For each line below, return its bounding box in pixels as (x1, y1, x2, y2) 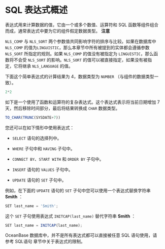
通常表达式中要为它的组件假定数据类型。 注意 (18, 28, 110, 34)
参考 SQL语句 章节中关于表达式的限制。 (5, 239, 85, 245)
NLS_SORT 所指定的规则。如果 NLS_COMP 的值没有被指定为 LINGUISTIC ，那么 (5, 50, 154, 57)
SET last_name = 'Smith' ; (5, 203, 58, 209)
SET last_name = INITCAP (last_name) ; (5, 223, 83, 228)
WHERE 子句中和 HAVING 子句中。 (12, 145, 75, 151)
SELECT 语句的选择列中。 (12, 135, 62, 141)
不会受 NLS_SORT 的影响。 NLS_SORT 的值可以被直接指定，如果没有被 (13, 57, 148, 63)
